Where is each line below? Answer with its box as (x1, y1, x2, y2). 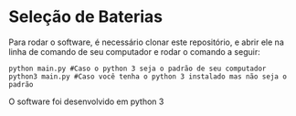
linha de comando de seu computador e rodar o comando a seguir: (8, 46, 261, 57)
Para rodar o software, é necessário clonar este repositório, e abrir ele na (8, 37, 284, 47)
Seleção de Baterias (8, 6, 164, 27)
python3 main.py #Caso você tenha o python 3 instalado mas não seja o (8, 71, 287, 81)
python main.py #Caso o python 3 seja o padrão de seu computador (8, 64, 267, 73)
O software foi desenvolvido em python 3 (8, 96, 164, 107)
